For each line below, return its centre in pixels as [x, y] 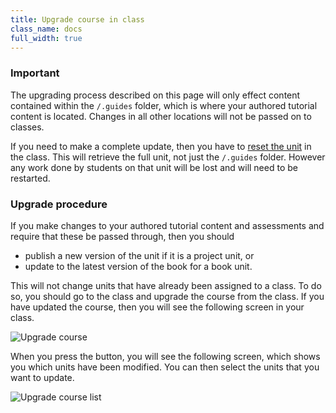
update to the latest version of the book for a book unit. [138, 266]
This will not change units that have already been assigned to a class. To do [166, 285]
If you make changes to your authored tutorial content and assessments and [167, 225]
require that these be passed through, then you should [122, 236]
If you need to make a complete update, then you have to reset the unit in [161, 146]
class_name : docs [46, 29]
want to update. [42, 377]
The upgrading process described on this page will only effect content [155, 95]
